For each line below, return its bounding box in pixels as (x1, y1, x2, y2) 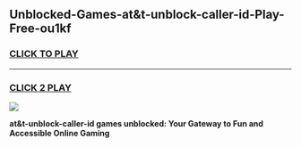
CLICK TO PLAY (9, 48, 79, 61)
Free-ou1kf (9, 21, 72, 37)
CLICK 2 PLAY (9, 81, 72, 94)
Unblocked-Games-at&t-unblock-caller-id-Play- (9, 7, 285, 22)
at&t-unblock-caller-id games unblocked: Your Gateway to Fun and (9, 118, 264, 128)
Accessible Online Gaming (9, 127, 110, 138)
